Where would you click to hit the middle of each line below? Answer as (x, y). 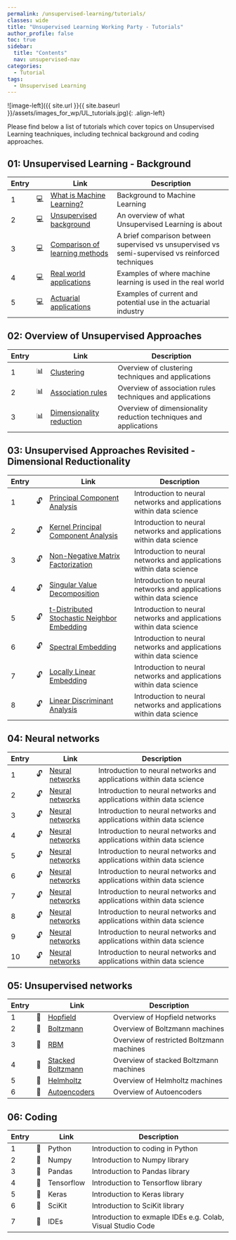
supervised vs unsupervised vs (168, 244)
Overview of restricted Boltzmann (169, 1040)
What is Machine (78, 195)
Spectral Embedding (83, 647)
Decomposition (74, 593)
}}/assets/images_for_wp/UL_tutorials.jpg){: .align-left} (86, 113)
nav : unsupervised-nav (47, 60)
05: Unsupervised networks (70, 985)
